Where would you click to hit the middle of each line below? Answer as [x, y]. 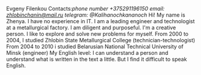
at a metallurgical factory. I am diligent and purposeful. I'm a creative [91, 27]
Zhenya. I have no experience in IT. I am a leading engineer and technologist [100, 21]
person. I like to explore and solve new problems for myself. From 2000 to [97, 34]
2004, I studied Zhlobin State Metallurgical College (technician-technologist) [101, 40]
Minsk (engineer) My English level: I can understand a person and [87, 53]
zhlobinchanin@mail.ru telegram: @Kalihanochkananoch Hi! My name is [96, 15]
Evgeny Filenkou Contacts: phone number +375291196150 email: [85, 9]
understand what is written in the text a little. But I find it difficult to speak [97, 59]
